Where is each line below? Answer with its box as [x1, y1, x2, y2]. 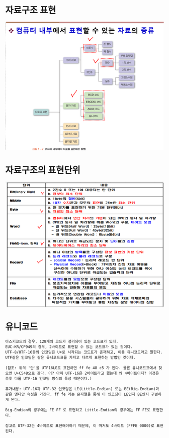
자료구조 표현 [5, 5, 56, 16]
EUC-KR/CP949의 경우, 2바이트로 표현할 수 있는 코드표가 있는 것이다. [5, 344, 133, 349]
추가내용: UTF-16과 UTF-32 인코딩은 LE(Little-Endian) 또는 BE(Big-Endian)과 [5, 386, 159, 391]
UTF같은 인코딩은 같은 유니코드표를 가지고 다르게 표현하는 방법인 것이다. [5, 355, 136, 360]
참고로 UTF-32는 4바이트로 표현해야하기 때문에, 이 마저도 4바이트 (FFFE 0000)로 [5, 423, 154, 428]
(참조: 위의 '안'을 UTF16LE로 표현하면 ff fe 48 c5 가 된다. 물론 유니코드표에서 [5, 365, 157, 370]
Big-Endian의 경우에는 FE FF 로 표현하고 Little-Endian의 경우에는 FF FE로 [5, 407, 151, 412]
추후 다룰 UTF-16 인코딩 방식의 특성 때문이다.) [5, 376, 92, 381]
